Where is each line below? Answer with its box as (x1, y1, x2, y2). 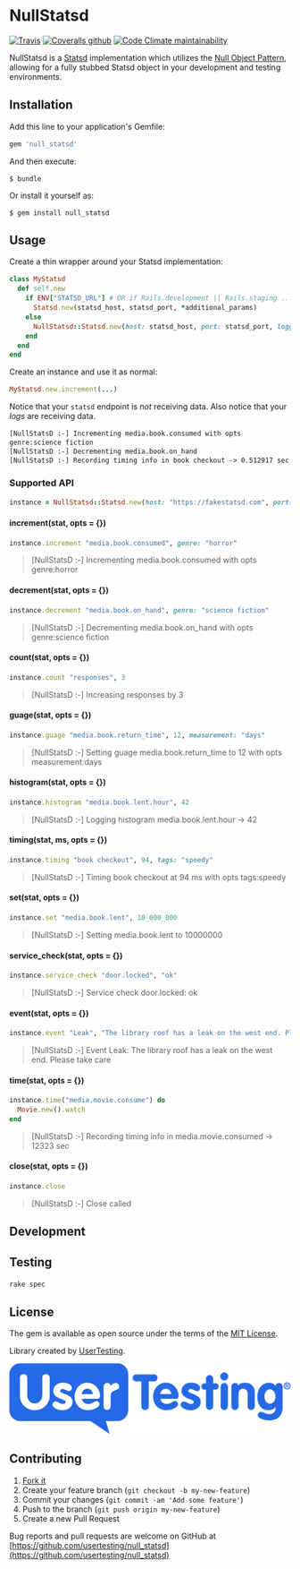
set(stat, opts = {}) (9, 892, 80, 903)
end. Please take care (30, 1054, 112, 1066)
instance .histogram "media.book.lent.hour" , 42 (9, 798, 190, 807)
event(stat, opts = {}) (9, 1007, 89, 1018)
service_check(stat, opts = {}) (9, 950, 123, 961)
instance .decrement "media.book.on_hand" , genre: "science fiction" (9, 605, 270, 614)
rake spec (9, 1280, 46, 1290)
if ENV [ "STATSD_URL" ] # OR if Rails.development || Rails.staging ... (25, 294, 294, 303)
